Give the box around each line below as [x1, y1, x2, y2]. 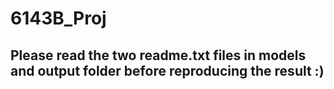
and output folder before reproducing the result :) [10, 62, 325, 79]
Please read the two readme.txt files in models [10, 47, 307, 64]
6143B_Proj [10, 7, 107, 30]
